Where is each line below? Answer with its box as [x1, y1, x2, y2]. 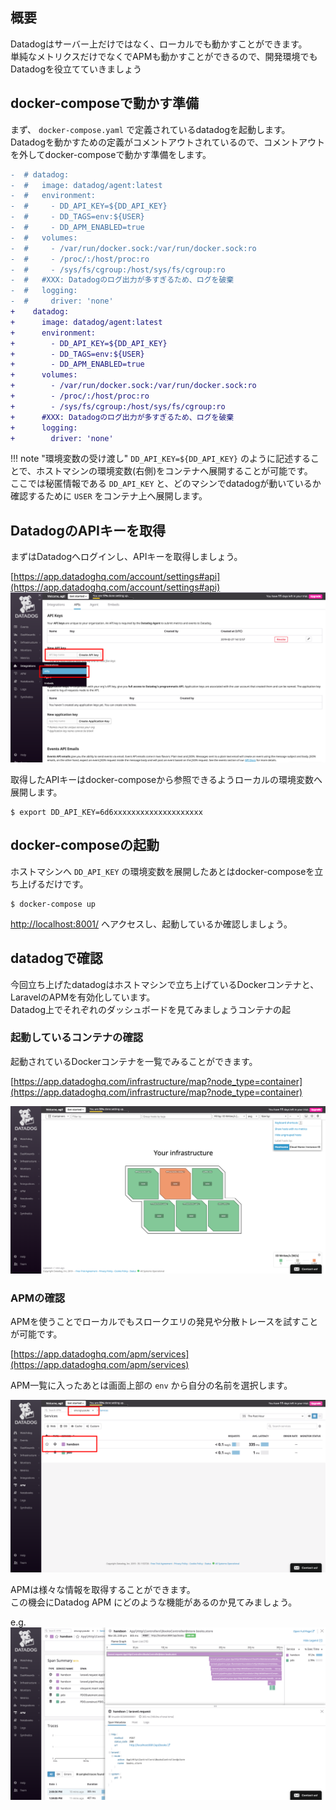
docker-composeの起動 [10, 837, 160, 854]
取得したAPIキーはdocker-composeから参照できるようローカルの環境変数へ [10, 773, 323, 785]
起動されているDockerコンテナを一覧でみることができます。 [10, 1055, 258, 1067]
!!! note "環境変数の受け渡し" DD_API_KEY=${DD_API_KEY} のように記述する [10, 453, 311, 465]
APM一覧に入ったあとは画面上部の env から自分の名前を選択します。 [10, 1379, 293, 1392]
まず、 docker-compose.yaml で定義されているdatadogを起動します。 [10, 123, 291, 135]
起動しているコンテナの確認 [10, 1031, 144, 1045]
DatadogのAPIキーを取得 [10, 522, 166, 539]
